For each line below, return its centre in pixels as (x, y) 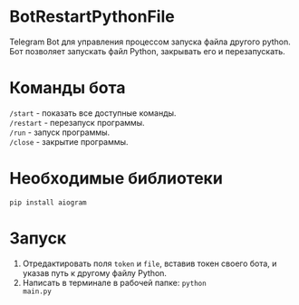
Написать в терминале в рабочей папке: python (114, 282)
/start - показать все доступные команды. (93, 113)
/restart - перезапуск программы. (77, 122)
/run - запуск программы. (60, 132)
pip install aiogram (48, 202)
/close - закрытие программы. (69, 141)
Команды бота (68, 88)
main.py (37, 291)
